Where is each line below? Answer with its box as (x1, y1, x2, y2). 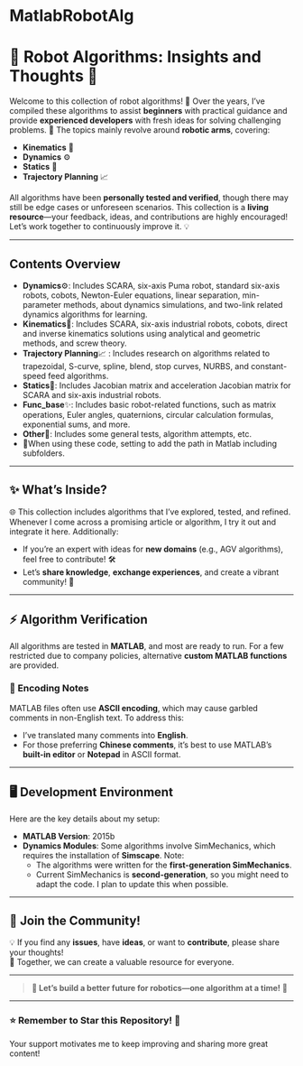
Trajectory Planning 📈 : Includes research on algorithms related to (22, 348, 271, 358)
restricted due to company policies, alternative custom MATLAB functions (9, 650, 288, 661)
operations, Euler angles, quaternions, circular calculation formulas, (22, 409, 274, 420)
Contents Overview (9, 256, 121, 272)
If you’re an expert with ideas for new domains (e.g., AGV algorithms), (22, 543, 284, 554)
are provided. (9, 660, 60, 671)
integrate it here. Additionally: (9, 525, 119, 537)
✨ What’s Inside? (9, 482, 107, 497)
